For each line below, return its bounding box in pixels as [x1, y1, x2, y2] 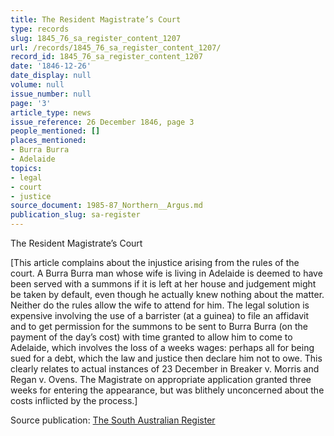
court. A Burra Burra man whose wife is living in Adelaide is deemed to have [10, 267, 323, 279]
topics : [10, 163, 43, 173]
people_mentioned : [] [10, 126, 101, 136]
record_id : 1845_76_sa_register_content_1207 [10, 52, 203, 62]
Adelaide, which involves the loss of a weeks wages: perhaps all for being [10, 342, 315, 353]
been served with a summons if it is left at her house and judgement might [10, 278, 317, 290]
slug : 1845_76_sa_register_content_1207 [10, 33, 182, 43]
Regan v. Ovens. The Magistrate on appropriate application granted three [10, 374, 312, 385]
